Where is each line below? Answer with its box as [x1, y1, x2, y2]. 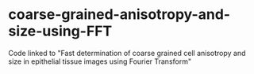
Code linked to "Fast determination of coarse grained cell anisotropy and [8, 48, 246, 57]
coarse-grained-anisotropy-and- [8, 6, 231, 24]
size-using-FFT [8, 22, 113, 40]
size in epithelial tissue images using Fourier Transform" [8, 57, 192, 66]
